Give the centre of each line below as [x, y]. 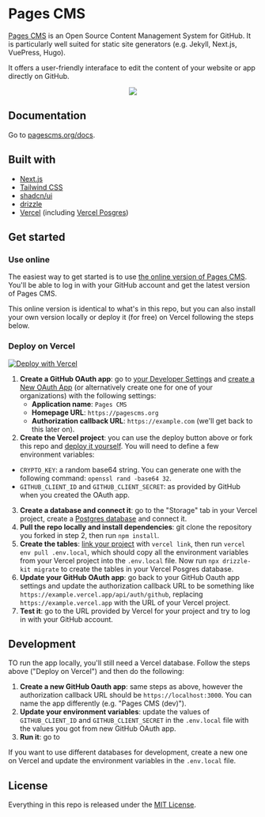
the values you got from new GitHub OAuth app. [98, 729]
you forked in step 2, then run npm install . [89, 535]
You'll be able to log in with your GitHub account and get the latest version [129, 285]
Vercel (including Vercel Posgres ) [74, 212]
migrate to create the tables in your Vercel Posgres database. [134, 569]
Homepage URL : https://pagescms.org [95, 412]
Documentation [47, 116]
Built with [32, 160]
